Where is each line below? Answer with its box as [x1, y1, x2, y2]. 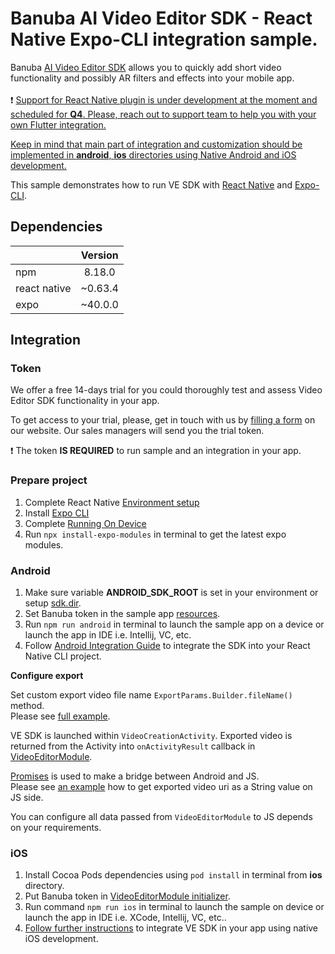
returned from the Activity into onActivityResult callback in [10, 740, 256, 752]
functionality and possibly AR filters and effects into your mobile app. [10, 72, 295, 84]
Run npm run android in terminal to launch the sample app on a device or [24, 618, 325, 631]
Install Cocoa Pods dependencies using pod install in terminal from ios [24, 869, 323, 881]
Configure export [10, 670, 84, 682]
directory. [24, 880, 65, 892]
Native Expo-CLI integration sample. [10, 28, 318, 51]
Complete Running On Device [24, 517, 147, 529]
